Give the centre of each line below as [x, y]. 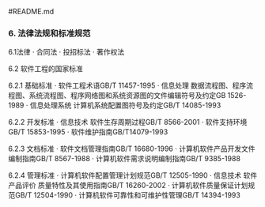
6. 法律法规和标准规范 [49, 33]
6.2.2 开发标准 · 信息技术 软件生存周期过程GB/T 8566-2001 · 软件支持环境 [128, 122]
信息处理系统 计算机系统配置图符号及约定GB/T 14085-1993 [125, 105]
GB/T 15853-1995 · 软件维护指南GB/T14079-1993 [88, 132]
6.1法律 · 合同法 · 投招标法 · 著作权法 [66, 52]
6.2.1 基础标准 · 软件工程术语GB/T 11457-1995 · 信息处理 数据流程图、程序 [127, 85]
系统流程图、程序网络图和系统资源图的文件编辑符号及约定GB [127, 96]
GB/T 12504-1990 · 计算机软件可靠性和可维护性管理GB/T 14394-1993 [128, 195]
